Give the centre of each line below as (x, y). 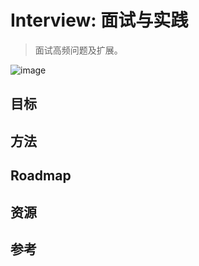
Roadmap (41, 176)
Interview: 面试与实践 (99, 20)
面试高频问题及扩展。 (78, 50)
